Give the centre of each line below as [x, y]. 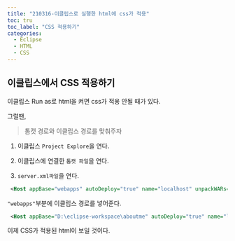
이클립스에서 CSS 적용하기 [61, 83]
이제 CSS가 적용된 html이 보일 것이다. [59, 230]
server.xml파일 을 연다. [48, 175]
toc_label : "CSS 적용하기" [44, 27]
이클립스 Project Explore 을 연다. [63, 146]
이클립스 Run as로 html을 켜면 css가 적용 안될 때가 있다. [84, 101]
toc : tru [20, 20]
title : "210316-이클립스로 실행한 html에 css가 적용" [78, 14]
